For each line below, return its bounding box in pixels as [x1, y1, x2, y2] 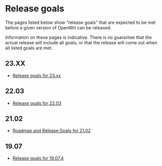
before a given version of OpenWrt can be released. [5, 24, 112, 30]
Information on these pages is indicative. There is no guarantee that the [5, 34, 152, 40]
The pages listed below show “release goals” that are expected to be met [5, 19, 156, 25]
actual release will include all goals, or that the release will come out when [5, 39, 158, 45]
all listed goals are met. [5, 45, 53, 51]
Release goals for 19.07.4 [12, 155, 64, 162]
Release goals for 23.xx [12, 73, 61, 79]
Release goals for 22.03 [12, 100, 62, 106]
